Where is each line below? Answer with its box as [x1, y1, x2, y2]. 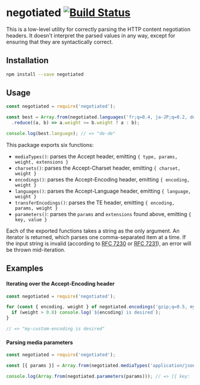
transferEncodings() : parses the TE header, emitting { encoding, [14, 199, 175, 206]
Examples [6, 264, 43, 274]
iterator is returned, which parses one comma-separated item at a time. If [6, 233, 186, 240]
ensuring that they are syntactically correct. [6, 38, 113, 45]
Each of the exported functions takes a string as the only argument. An [6, 227, 180, 234]
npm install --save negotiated [6, 71, 84, 77]
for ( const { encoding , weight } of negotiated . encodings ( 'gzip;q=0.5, [6, 304, 187, 310]
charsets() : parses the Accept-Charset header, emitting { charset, [14, 164, 181, 171]
